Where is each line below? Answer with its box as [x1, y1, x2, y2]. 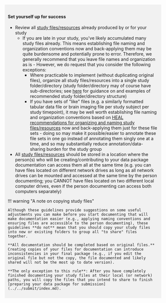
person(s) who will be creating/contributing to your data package [15, 157, 149, 163]
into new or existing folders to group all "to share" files [7, 229, 137, 235]
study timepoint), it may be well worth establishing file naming [30, 109, 157, 115]
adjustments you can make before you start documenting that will [7, 212, 149, 217]
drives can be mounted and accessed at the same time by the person [15, 173, 157, 179]
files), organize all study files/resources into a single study [30, 78, 150, 84]
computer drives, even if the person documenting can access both [15, 183, 152, 189]
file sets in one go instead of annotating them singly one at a [30, 136, 154, 142]
